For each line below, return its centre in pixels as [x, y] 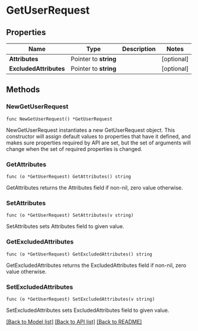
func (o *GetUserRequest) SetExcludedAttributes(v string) [81, 299]
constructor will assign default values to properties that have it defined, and [98, 136]
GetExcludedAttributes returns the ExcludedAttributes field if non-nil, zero [96, 265]
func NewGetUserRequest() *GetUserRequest [59, 119]
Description [139, 49]
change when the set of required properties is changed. [74, 149]
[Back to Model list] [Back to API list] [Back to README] [74, 321]
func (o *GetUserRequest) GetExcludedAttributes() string [79, 254]
